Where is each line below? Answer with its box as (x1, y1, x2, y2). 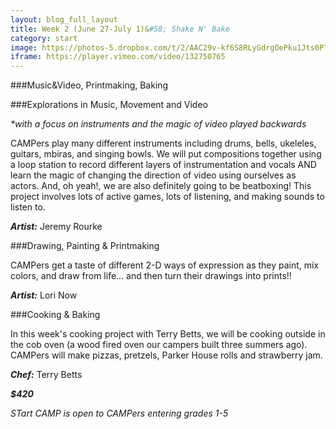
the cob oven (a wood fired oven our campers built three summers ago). (10, 339, 308, 351)
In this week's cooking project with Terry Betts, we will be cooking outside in (10, 328, 326, 340)
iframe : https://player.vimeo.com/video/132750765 (10, 52, 226, 62)
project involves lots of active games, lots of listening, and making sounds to (10, 191, 325, 203)
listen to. (10, 201, 46, 213)
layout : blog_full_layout (10, 14, 118, 25)
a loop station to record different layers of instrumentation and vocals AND (10, 159, 317, 171)
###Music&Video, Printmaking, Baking (10, 79, 169, 91)
